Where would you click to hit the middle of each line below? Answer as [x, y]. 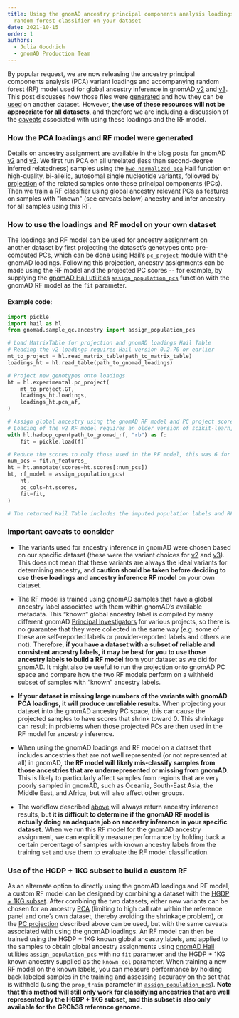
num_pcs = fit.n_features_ [47, 461]
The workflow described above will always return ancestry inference [118, 807]
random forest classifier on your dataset [78, 21]
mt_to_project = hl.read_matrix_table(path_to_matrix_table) [100, 357]
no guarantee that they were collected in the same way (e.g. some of [118, 629]
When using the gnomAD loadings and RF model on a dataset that [114, 747]
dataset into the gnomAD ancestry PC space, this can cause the [111, 711]
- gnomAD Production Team [52, 54]
